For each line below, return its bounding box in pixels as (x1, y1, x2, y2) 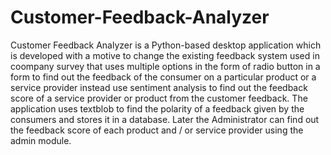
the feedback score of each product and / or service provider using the (10, 124, 304, 136)
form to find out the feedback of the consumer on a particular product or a (10, 71, 317, 83)
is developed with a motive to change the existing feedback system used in (10, 49, 320, 61)
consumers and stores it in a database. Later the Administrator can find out (10, 113, 320, 125)
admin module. (10, 134, 72, 146)
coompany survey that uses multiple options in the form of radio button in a (10, 60, 321, 72)
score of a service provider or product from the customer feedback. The (10, 92, 308, 104)
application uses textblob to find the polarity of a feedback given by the (10, 102, 305, 115)
